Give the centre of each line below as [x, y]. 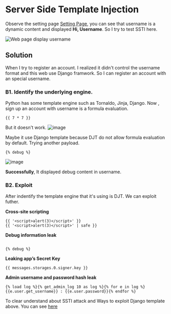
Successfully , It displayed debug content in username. [63, 172]
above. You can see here [31, 306]
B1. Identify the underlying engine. [49, 92]
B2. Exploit [19, 185]
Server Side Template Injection [72, 10]
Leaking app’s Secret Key [33, 258]
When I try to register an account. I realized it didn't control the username [83, 67]
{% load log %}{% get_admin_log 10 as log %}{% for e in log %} [75, 287]
